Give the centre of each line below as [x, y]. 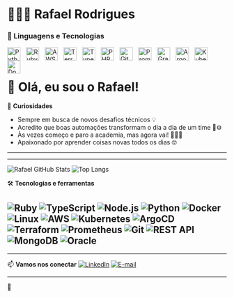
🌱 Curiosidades [30, 106]
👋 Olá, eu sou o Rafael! [73, 87]
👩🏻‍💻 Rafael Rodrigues [71, 14]
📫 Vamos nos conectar [42, 265]
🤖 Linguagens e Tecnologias [56, 36]
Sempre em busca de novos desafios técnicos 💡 [87, 120]
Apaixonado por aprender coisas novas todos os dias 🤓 [97, 142]
